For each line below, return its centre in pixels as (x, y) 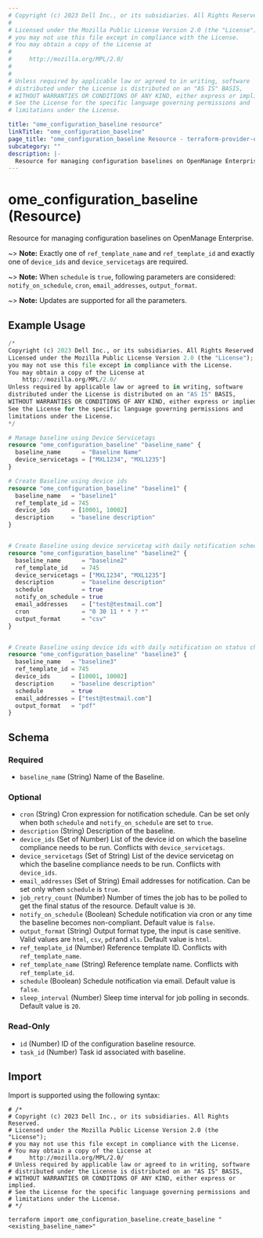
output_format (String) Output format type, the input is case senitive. (130, 931)
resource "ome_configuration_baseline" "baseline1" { (98, 488)
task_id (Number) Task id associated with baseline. (103, 1052)
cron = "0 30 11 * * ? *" (82, 612)
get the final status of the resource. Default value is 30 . (108, 906)
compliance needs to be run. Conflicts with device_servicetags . (122, 848)
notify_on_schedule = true (59, 597)
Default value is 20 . (50, 1006)
